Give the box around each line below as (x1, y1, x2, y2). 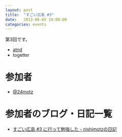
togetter (12, 52, 29, 58)
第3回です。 (5, 36, 30, 42)
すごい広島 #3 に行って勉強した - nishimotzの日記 (12, 126, 117, 132)
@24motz (12, 89, 34, 95)
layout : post (5, 7, 33, 13)
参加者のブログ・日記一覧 (5, 108, 113, 120)
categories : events (5, 21, 47, 27)
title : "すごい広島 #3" (5, 12, 54, 17)
